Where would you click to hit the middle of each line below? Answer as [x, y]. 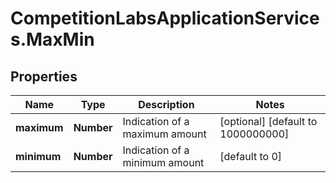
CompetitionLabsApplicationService [165, 18]
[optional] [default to [268, 121]
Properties [44, 76]
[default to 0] [251, 156]
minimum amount [163, 162]
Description [166, 104]
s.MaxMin [52, 39]
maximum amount [164, 134]
